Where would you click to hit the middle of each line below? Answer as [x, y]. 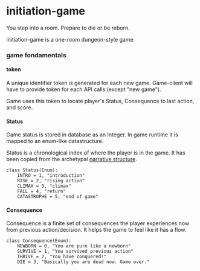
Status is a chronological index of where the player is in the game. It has [96, 153]
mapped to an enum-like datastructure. [55, 141]
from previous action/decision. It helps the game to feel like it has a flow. [96, 230]
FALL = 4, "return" [42, 191]
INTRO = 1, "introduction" [51, 176]
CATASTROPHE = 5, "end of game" [58, 197]
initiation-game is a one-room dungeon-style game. [71, 39]
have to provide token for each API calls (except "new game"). [84, 89]
